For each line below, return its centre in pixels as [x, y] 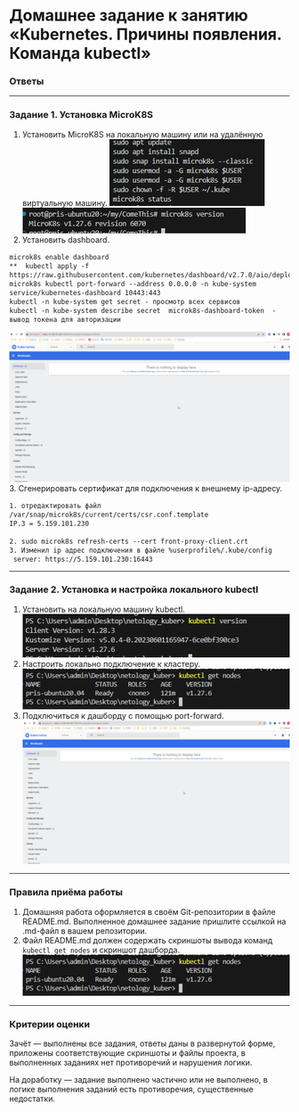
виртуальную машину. [65, 202]
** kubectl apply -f [49, 266]
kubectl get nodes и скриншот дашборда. [101, 950]
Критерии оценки [50, 1024]
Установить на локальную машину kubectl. [103, 609]
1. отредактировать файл [55, 506]
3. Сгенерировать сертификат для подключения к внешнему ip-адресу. [146, 488]
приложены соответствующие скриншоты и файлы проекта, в [128, 1052]
